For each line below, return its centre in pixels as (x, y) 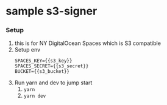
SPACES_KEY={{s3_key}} (43, 61)
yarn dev (35, 96)
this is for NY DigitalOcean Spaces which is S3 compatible (87, 43)
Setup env (27, 50)
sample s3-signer (52, 11)
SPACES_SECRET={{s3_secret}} (52, 66)
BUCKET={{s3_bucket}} (42, 72)
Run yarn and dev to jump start (53, 83)
